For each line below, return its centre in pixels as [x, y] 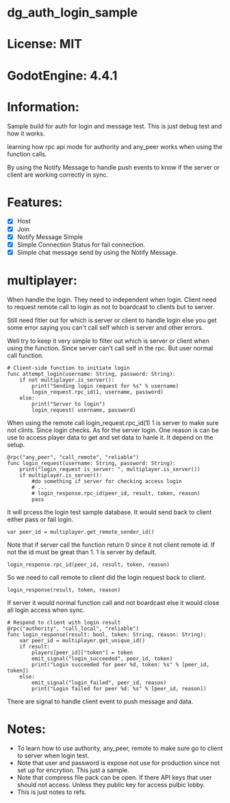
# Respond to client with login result [64, 622]
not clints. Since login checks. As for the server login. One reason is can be [113, 430]
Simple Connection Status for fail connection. [81, 245]
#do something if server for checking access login [107, 481]
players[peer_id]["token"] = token [82, 653]
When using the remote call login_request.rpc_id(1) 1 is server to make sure [113, 422]
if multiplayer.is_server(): [61, 475]
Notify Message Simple [50, 237]
